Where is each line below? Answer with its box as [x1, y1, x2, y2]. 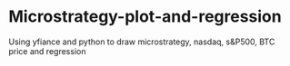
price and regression [8, 45, 86, 56]
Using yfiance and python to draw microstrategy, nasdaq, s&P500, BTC [8, 36, 275, 47]
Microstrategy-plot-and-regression [8, 6, 283, 27]
